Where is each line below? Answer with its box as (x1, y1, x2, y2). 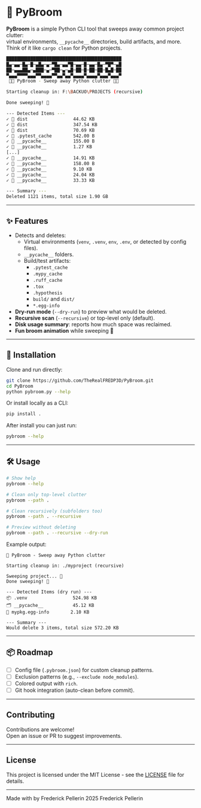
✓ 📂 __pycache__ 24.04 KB (6, 172, 95, 178)
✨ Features (6, 215, 48, 226)
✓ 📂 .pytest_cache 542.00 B (6, 133, 95, 139)
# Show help (6, 475, 36, 481)
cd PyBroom (6, 383, 33, 389)
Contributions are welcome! (6, 725, 75, 733)
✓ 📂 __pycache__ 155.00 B (6, 138, 95, 144)
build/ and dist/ (32, 296, 75, 302)
